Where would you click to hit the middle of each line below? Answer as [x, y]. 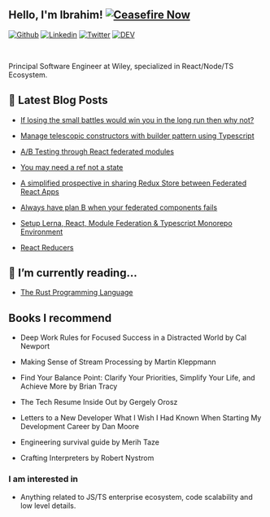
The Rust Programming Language [76, 293]
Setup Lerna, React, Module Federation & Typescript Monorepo [126, 223]
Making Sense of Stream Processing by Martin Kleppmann [118, 362]
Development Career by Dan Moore [80, 427]
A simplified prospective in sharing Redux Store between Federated [133, 183]
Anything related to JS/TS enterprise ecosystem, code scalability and [137, 497]
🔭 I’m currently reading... [73, 273]
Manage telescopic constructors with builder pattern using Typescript [137, 136]
